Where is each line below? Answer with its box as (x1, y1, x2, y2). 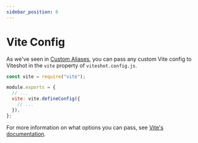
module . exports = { (6, 85, 56, 91)
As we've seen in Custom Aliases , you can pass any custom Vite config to (6, 55, 192, 63)
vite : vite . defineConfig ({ (12, 96, 80, 102)
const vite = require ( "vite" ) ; (6, 74, 86, 80)
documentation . (6, 130, 46, 138)
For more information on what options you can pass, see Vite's (6, 124, 164, 131)
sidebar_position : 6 (6, 9, 59, 15)
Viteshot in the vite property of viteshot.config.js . (6, 61, 137, 69)
